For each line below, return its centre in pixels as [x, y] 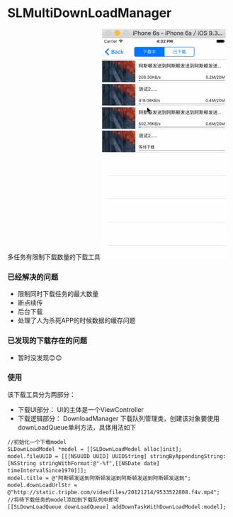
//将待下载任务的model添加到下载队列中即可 [63, 500]
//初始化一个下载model [37, 442]
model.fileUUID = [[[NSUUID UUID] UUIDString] [77, 456]
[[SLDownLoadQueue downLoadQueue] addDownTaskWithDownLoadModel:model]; [117, 507]
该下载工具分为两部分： [41, 394]
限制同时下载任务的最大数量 [58, 294]
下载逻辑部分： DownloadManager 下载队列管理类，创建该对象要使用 [118, 418]
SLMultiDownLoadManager [90, 13]
